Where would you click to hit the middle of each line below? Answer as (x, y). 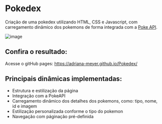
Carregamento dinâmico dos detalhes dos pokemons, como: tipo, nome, (85, 101)
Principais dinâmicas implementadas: (63, 79)
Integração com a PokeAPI (39, 96)
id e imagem (25, 106)
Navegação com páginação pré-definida (53, 116)
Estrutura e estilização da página (45, 90)
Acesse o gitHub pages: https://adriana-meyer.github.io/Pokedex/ (71, 63)
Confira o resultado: (36, 52)
